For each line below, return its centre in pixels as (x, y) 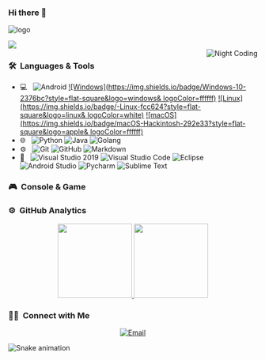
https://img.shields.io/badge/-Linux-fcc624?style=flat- (112, 107)
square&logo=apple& (54, 131)
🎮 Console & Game (47, 186)
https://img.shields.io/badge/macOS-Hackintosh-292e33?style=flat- (134, 123)
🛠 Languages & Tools (51, 66)
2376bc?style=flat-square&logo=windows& (91, 98)
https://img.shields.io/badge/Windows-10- (177, 87)
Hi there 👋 (28, 13)
